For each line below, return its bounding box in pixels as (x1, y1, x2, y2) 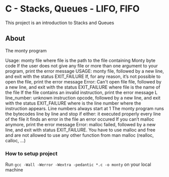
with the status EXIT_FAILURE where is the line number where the (5, 100, 141, 106)
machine (5, 167, 24, 173)
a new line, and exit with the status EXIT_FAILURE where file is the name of (5, 84, 160, 90)
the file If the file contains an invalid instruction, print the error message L (5, 89, 158, 96)
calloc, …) (5, 137, 26, 143)
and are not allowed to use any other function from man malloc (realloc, (5, 132, 154, 138)
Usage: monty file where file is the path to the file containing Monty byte (5, 57, 155, 63)
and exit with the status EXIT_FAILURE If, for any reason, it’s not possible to (5, 73, 161, 79)
